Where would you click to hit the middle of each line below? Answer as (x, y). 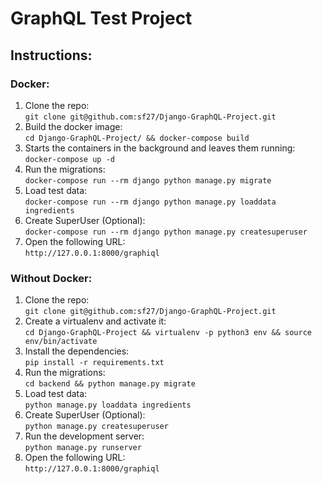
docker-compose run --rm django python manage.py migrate (148, 180)
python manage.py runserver (83, 448)
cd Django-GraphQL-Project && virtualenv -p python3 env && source (168, 333)
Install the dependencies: (77, 351)
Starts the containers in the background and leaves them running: (160, 148)
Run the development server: (84, 436)
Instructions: (51, 55)
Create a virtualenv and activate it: (95, 321)
